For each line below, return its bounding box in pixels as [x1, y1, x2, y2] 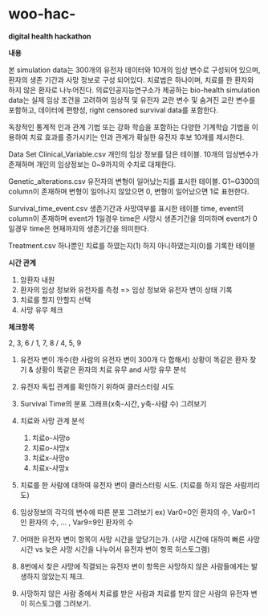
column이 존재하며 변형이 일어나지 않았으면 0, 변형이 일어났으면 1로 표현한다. [8, 186, 250, 196]
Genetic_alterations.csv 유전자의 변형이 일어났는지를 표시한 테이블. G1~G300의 [8, 176, 261, 186]
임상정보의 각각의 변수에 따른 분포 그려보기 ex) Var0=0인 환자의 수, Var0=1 [19, 507, 255, 516]
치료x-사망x [31, 463, 70, 472]
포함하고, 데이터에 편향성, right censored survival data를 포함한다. [8, 105, 219, 115]
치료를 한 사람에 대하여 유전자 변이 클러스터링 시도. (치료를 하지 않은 [19, 479, 233, 490]
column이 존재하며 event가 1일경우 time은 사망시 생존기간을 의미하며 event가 [8, 214, 251, 223]
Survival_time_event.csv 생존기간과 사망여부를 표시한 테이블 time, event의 [8, 203, 245, 213]
